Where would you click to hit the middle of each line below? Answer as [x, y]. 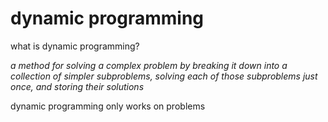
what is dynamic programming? [75, 46]
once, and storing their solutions [77, 86]
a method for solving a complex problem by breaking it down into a [149, 65]
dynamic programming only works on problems [108, 106]
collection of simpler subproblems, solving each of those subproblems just [164, 76]
